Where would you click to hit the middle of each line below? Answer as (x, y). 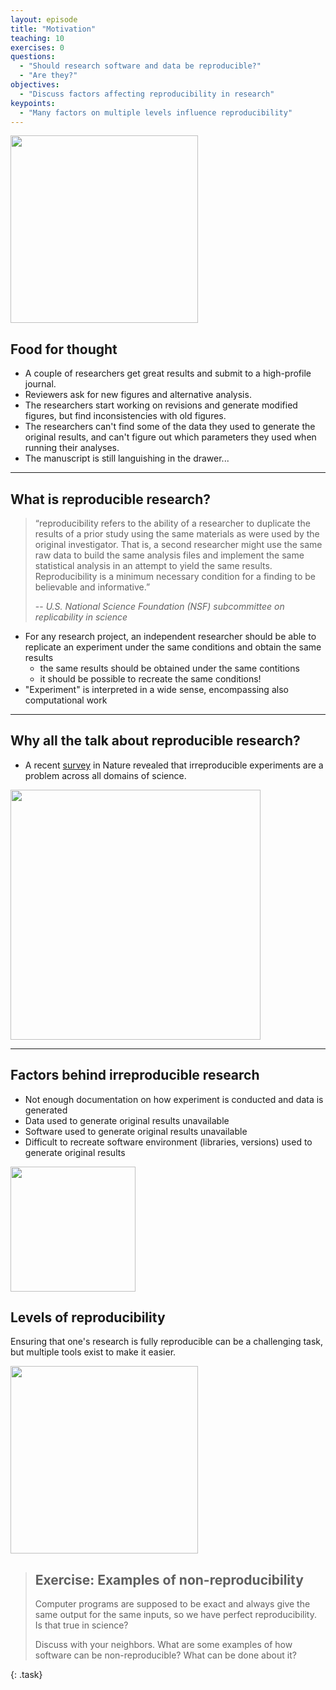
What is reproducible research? (111, 499)
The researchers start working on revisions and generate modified (161, 405)
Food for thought (64, 349)
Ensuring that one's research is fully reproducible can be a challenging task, (167, 1342)
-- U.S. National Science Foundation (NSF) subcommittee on (159, 606)
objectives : (35, 85)
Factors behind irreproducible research (135, 1075)
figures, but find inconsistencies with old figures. (125, 416)
